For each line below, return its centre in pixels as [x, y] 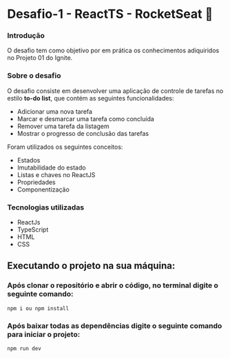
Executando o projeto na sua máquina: [91, 266]
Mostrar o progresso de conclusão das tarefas [83, 133]
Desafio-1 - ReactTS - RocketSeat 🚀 [110, 14]
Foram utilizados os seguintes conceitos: [65, 147]
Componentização [43, 189]
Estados [29, 160]
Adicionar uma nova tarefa [55, 111]
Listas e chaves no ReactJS [56, 174]
